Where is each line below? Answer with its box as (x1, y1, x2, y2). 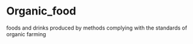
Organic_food (6, 4, 76, 18)
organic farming (6, 30, 47, 37)
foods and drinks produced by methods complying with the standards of (6, 24, 188, 31)
